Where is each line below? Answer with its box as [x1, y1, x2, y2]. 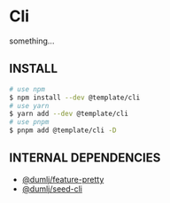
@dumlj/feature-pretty [21, 174, 104, 184]
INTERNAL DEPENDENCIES [9, 151, 161, 166]
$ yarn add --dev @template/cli [9, 109, 128, 119]
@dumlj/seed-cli [21, 183, 82, 194]
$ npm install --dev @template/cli [9, 93, 141, 102]
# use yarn [9, 101, 50, 110]
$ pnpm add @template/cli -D [9, 126, 117, 135]
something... [9, 35, 55, 46]
